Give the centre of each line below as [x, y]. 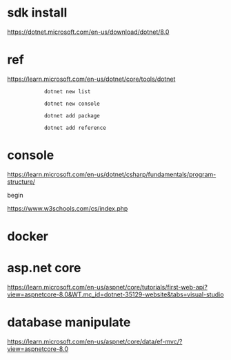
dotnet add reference [75, 128]
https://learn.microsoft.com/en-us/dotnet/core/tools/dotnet [91, 79]
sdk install [37, 13]
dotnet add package [72, 115]
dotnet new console [72, 104]
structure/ [21, 182]
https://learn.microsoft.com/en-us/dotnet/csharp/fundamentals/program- [112, 174]
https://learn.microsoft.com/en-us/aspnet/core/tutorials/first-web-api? [108, 287]
